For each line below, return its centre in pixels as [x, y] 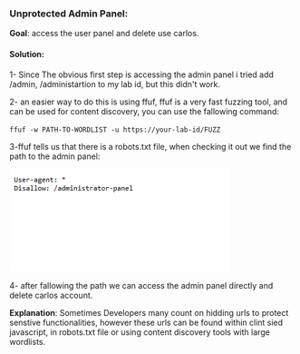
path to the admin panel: [55, 156]
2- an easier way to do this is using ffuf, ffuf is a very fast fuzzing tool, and [149, 102]
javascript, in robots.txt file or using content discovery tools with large [140, 332]
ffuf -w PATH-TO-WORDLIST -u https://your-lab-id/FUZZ [115, 130]
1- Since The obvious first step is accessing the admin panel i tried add [142, 74]
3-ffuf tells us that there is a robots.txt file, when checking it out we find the [150, 146]
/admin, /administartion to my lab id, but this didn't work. [115, 84]
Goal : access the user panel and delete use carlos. [104, 34]
